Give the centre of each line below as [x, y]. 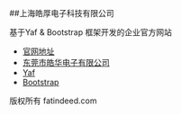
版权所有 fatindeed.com [53, 101]
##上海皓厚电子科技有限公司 [62, 13]
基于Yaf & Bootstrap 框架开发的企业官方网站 [91, 32]
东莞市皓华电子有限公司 [66, 62]
